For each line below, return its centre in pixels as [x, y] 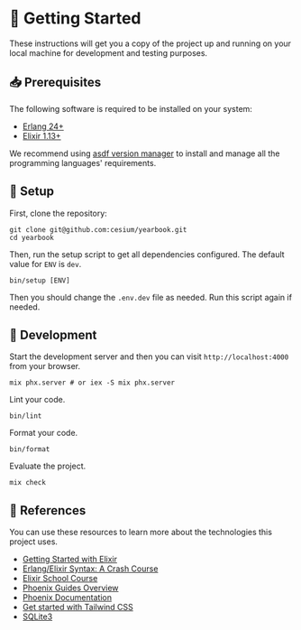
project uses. [34, 542]
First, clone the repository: [59, 213]
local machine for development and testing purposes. [109, 52]
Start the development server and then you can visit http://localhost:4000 [149, 357]
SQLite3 [37, 616]
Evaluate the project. [48, 466]
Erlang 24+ [43, 126]
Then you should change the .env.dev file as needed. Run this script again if [151, 297]
